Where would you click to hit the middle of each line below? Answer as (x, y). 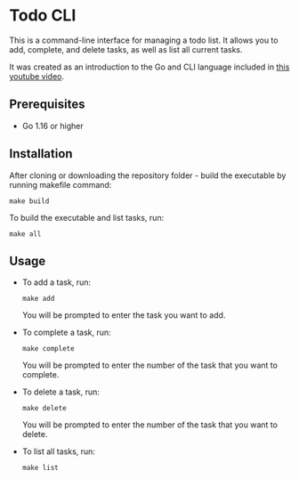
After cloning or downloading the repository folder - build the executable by (148, 175)
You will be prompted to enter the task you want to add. (124, 315)
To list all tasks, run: (59, 451)
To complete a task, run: (66, 333)
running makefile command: (61, 184)
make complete (48, 349)
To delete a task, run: (61, 392)
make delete (44, 409)
